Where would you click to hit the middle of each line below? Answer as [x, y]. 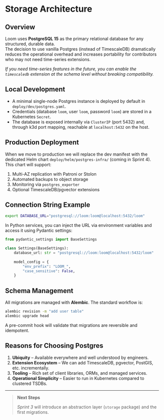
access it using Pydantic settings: [39, 231]
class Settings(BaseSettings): [37, 248]
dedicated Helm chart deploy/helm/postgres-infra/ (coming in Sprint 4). [78, 159]
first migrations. [33, 412]
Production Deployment [42, 142]
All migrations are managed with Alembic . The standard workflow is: [74, 302]
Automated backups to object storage [50, 179]
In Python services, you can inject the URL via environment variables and [79, 225]
